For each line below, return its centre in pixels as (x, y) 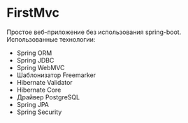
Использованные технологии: (51, 39)
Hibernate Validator (44, 82)
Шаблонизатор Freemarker (56, 75)
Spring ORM (34, 53)
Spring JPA (33, 104)
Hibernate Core (39, 90)
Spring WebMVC (41, 67)
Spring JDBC (35, 60)
